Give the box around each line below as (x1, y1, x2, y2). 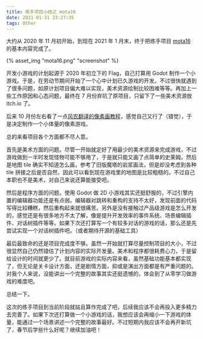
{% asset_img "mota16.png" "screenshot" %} (6, 57, 119, 64)
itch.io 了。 (6, 100, 34, 107)
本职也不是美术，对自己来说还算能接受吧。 (6, 176, 112, 183)
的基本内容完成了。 (6, 45, 54, 52)
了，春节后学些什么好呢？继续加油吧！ (6, 326, 101, 334)
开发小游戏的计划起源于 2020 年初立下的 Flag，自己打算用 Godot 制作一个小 (6, 70, 196, 77)
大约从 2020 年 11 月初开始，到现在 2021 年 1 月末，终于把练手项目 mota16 (6, 38, 191, 45)
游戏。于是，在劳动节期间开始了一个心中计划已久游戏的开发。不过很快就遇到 (6, 77, 197, 85)
